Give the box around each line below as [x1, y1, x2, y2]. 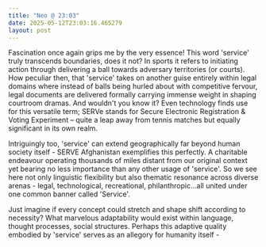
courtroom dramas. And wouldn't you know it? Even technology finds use [8, 98, 249, 108]
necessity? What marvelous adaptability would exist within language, [8, 213, 234, 222]
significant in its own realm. [8, 123, 98, 133]
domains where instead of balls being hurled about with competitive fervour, [8, 82, 258, 91]
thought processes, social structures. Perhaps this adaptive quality [8, 222, 227, 231]
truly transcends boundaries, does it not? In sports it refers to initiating [8, 56, 238, 66]
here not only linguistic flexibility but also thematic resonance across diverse [8, 173, 259, 182]
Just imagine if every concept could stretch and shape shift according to [8, 205, 246, 215]
